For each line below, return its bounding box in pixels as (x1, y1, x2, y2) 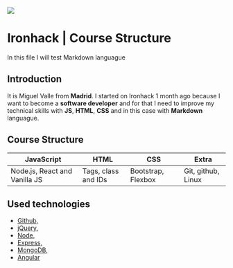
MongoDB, (17, 246, 49, 254)
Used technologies (7, 198, 91, 210)
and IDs (82, 175, 107, 184)
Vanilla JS (10, 175, 43, 184)
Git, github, (183, 166, 220, 176)
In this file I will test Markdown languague (7, 53, 126, 62)
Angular (17, 253, 40, 262)
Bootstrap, (130, 166, 164, 176)
